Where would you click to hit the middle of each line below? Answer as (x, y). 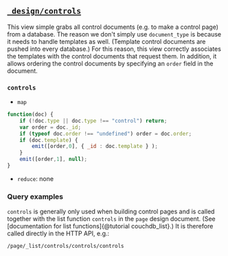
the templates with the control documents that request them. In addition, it (112, 56)
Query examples (35, 196)
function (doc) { (30, 115)
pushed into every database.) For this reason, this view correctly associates (114, 49)
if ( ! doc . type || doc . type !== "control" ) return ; (93, 120)
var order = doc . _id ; (50, 127)
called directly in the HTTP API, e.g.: (58, 233)
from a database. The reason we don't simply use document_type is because (114, 34)
